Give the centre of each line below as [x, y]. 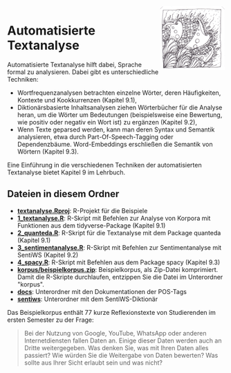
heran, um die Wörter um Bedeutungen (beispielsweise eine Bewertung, [120, 115]
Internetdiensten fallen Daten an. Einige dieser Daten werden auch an [123, 340]
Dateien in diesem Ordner [63, 194]
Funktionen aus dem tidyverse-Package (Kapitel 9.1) [91, 225]
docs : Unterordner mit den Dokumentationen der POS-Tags [102, 291]
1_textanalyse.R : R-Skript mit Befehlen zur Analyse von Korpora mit [114, 218]
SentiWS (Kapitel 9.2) [48, 255]
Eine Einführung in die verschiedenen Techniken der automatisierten [104, 165]
